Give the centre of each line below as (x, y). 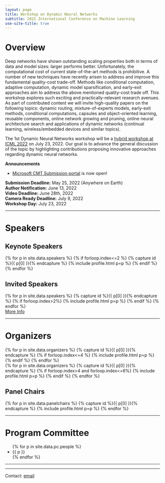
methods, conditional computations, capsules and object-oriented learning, (81, 114)
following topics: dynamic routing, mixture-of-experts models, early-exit (78, 108)
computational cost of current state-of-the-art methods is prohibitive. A (77, 72)
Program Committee (47, 433)
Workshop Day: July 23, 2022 (36, 204)
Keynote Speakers (34, 246)
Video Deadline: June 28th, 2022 (39, 193)
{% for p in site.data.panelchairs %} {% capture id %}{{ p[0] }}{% (71, 403)
